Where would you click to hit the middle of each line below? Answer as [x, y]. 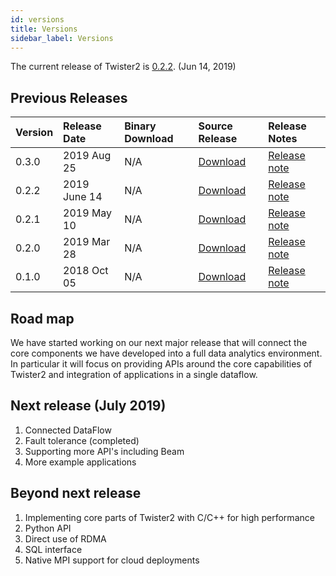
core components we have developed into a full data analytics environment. [166, 353]
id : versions [37, 19]
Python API [48, 528]
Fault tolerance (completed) [82, 440]
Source [215, 126]
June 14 [83, 197]
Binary [140, 126]
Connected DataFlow [68, 430]
